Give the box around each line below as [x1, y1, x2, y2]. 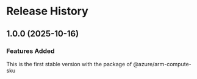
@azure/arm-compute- [133, 60, 192, 67]
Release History [6, 4, 88, 18]
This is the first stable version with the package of [6, 60, 132, 67]
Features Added [6, 47, 55, 55]
